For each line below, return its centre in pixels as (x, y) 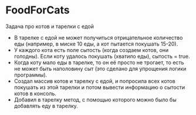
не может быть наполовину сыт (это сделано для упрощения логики (100, 68)
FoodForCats (38, 10)
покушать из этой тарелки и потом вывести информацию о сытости (99, 87)
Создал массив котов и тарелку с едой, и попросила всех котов (94, 81)
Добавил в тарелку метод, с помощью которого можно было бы (95, 99)
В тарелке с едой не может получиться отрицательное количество (98, 37)
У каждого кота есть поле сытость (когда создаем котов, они (91, 50)
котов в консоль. (35, 93)
